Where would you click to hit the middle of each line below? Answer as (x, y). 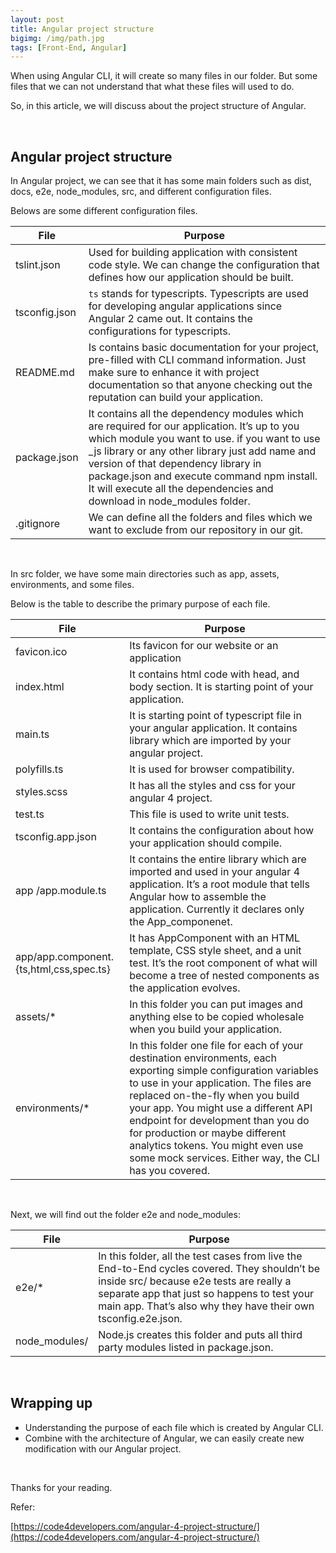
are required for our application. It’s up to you (194, 426)
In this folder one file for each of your (216, 1046)
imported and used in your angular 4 (215, 872)
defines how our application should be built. (191, 278)
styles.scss (41, 792)
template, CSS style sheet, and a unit (215, 951)
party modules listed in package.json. (186, 1348)
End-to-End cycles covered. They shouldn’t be (209, 1269)
